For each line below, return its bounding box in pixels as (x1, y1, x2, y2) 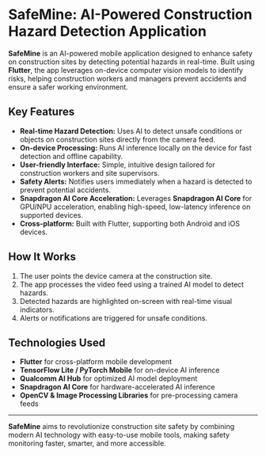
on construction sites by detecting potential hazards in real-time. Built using (8, 57, 255, 66)
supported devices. (19, 210, 83, 219)
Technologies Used (8, 336, 105, 349)
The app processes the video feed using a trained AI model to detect (19, 279, 244, 289)
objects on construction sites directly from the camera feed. (19, 135, 216, 144)
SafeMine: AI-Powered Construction (8, 6, 253, 24)
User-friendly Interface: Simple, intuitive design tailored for (19, 160, 215, 169)
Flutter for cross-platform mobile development (19, 357, 173, 367)
